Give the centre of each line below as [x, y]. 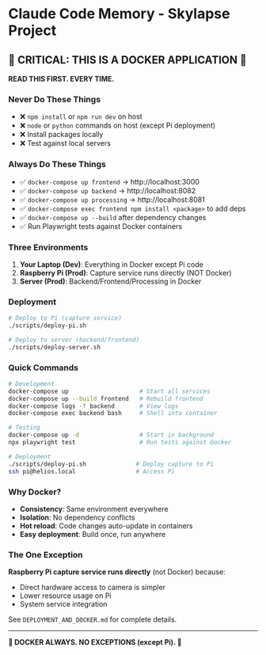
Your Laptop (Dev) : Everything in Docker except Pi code [111, 264]
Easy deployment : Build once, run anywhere [93, 534]
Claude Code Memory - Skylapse [119, 14]
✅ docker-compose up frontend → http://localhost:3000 [110, 181]
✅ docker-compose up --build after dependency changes [113, 217]
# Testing [25, 428]
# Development [32, 384]
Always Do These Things [57, 165]
